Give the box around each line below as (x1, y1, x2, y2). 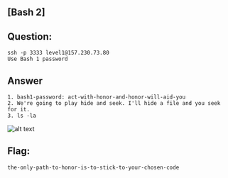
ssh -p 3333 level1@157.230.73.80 (7, 50, 110, 57)
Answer (7, 74, 43, 87)
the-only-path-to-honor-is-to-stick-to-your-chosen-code (7, 164, 180, 171)
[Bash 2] (7, 6, 45, 18)
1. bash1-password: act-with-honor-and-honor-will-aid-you (7, 94, 186, 101)
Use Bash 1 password (7, 55, 69, 63)
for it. (7, 106, 31, 113)
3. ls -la (7, 112, 37, 120)
